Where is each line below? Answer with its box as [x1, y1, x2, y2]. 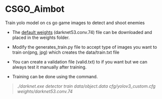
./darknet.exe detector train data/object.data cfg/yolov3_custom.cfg [17, 83, 156, 89]
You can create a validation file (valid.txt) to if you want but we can [12, 59, 147, 65]
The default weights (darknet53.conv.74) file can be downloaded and [12, 29, 152, 35]
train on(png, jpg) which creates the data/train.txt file [12, 49, 119, 55]
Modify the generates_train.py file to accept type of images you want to [12, 44, 157, 50]
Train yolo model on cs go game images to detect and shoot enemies [5, 20, 145, 26]
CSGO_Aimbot [5, 3, 65, 15]
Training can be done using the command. [12, 73, 98, 79]
